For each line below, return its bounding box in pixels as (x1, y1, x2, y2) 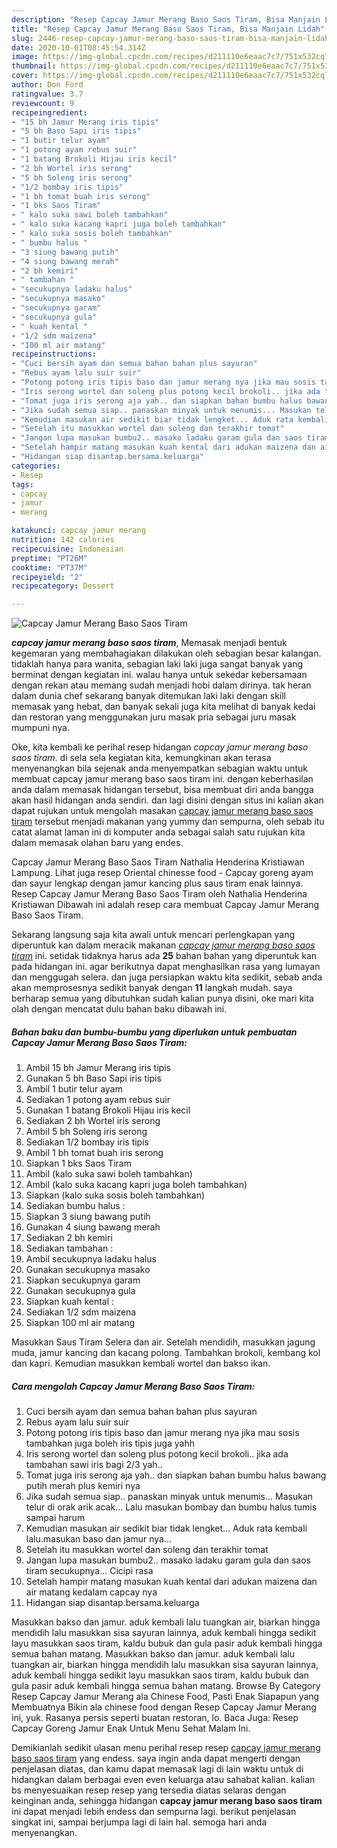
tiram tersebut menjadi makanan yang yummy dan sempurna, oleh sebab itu (11, 816, 325, 828)
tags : (11, 479, 34, 490)
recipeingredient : (11, 107, 88, 118)
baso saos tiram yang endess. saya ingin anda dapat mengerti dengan (11, 1752, 301, 1765)
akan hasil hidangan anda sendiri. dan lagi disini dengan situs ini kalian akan (11, 794, 324, 806)
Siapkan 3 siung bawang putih (25, 1211, 151, 1223)
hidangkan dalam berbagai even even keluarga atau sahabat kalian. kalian (11, 1774, 316, 1786)
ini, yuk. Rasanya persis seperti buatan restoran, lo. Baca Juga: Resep (11, 1712, 299, 1724)
